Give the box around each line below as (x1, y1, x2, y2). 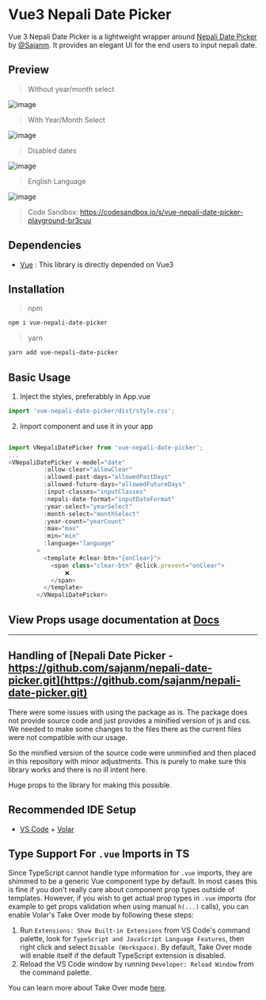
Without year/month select (27, 84, 115, 94)
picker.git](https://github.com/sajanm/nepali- (8, 674, 241, 688)
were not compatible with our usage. (8, 732, 128, 742)
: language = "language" (43, 539, 115, 548)
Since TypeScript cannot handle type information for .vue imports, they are (8, 868, 253, 878)
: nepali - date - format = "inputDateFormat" (43, 495, 176, 503)
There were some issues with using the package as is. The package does (8, 707, 248, 717)
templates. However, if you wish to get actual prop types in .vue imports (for (8, 894, 256, 903)
